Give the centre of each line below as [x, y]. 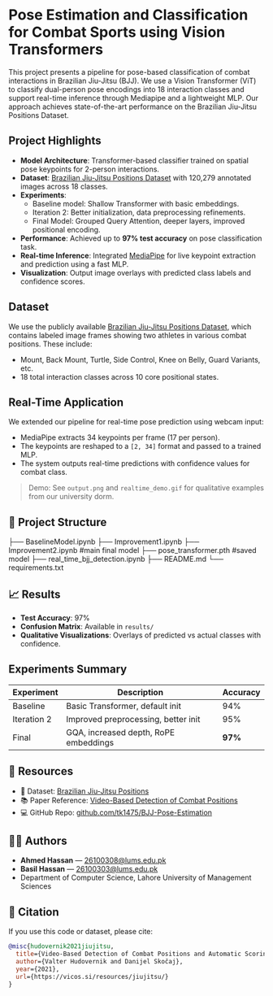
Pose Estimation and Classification [128, 15]
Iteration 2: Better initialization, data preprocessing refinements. [139, 212]
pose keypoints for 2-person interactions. [90, 169]
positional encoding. [66, 229]
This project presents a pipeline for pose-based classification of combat [129, 72]
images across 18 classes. [64, 186]
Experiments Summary [68, 670]
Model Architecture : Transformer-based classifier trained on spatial [134, 160]
